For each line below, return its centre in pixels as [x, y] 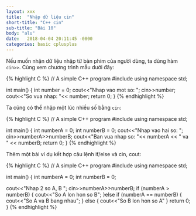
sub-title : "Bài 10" [31, 28]
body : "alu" [20, 33]
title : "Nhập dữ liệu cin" [40, 17]
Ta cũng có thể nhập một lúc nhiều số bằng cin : [64, 107]
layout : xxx [20, 11]
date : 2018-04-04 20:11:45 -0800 [49, 39]
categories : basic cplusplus [42, 45]
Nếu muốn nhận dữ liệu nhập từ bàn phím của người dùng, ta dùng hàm [92, 61]
